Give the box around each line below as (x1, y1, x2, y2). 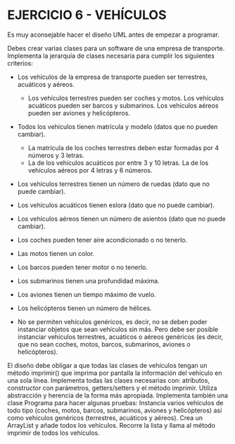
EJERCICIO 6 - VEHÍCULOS (7, 7, 167, 23)
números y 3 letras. (27, 151, 84, 159)
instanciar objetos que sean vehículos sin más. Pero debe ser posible (17, 325, 219, 333)
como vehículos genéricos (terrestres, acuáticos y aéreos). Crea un (7, 413, 203, 422)
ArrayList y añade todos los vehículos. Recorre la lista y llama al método (7, 421, 216, 429)
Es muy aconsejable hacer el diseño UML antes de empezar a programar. (7, 30, 220, 39)
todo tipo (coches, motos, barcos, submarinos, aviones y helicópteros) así (7, 406, 222, 414)
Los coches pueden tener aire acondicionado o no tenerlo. (17, 235, 188, 244)
